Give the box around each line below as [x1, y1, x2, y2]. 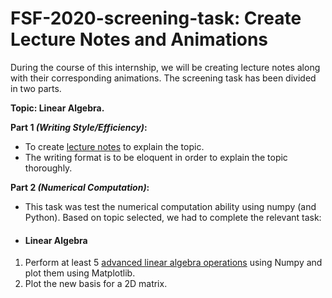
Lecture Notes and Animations [10, 28, 269, 51]
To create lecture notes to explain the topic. [24, 140, 205, 152]
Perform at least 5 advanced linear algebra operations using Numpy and [24, 257, 323, 269]
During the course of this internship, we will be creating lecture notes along [10, 61, 321, 73]
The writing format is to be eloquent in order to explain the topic [24, 151, 288, 163]
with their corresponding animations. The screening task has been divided [10, 72, 317, 84]
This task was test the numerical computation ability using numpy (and [24, 200, 317, 212]
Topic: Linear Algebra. [10, 102, 105, 114]
